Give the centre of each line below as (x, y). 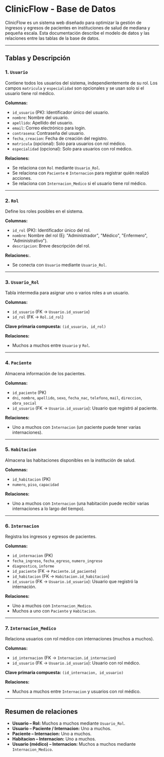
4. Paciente (18, 363)
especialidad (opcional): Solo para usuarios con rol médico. (72, 148)
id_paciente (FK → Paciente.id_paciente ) (54, 571)
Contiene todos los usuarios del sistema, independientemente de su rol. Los (81, 83)
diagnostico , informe (33, 566)
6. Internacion (22, 526)
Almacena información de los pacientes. (46, 373)
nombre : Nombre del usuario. (41, 117)
